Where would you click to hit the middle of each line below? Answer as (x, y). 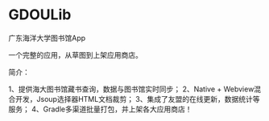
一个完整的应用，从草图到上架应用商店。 (75, 54)
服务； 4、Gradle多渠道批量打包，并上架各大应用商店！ (100, 109)
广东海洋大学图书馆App (47, 38)
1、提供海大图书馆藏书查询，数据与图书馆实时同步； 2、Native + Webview (131, 89)
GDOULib (40, 15)
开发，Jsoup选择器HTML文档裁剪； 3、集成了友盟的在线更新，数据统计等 (137, 99)
